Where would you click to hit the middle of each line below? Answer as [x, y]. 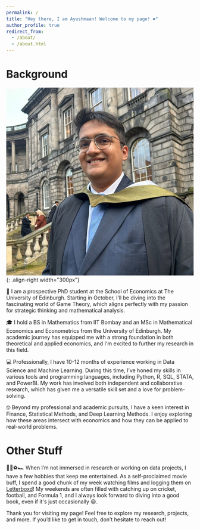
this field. [18, 349]
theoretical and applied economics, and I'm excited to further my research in [100, 344]
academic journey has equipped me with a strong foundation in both [90, 337]
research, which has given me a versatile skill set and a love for [84, 389]
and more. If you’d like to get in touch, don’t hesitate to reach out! [86, 519]
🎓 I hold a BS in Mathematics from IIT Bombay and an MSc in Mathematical [99, 322]
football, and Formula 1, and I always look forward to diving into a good [93, 495]
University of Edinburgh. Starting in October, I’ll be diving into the [86, 298]
